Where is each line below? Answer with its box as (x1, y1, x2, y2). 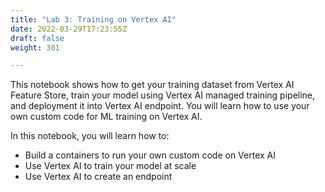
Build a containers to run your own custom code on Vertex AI (24, 149, 276, 161)
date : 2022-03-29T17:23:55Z (10, 24, 128, 34)
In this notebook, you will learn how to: (10, 130, 170, 142)
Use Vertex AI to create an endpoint (24, 171, 173, 183)
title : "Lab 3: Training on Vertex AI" (10, 14, 177, 25)
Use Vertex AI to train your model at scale (24, 160, 197, 172)
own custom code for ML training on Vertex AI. (10, 111, 203, 123)
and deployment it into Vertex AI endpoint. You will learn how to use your (10, 100, 310, 112)
